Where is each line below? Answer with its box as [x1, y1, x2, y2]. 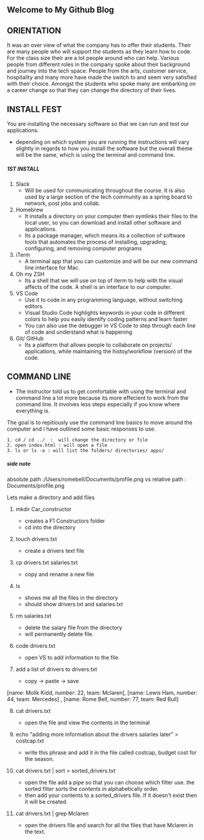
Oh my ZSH [15, 270, 45, 277]
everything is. [15, 407, 50, 414]
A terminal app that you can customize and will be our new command [24, 257, 197, 265]
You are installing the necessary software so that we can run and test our [7, 121, 189, 128]
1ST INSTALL [7, 165, 40, 172]
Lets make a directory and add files [7, 494, 95, 501]
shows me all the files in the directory [24, 594, 119, 601]
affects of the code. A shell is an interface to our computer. [24, 283, 172, 290]
